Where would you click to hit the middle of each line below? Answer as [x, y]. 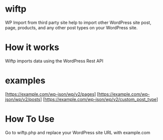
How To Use [30, 119]
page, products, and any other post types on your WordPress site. [71, 27]
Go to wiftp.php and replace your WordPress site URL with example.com [78, 132]
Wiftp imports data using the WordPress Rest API [54, 61]
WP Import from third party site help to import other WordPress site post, [78, 22]
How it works [32, 48]
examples [25, 81]
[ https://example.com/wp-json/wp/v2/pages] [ [52, 94]
